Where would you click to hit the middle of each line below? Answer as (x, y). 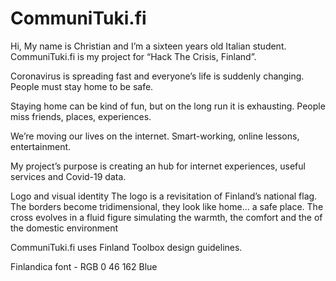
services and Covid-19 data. (68, 176)
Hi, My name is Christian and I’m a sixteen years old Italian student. (148, 46)
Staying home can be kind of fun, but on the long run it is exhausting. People (168, 106)
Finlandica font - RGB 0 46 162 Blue (84, 266)
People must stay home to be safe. (82, 86)
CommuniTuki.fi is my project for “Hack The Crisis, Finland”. (133, 56)
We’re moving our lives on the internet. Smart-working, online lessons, (155, 136)
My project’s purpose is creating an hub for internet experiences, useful (158, 166)
